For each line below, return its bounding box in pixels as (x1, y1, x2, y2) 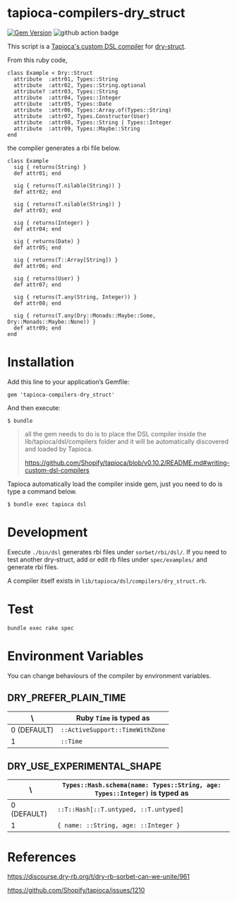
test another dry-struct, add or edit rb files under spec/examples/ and (7, 555, 208, 564)
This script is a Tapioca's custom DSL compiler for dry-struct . (7, 42, 186, 50)
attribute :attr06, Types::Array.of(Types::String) (13, 106, 172, 114)
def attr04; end (13, 225, 61, 233)
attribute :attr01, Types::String (13, 76, 119, 83)
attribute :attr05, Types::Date (13, 100, 112, 107)
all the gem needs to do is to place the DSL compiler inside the (24, 429, 207, 438)
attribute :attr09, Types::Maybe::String (13, 125, 140, 132)
